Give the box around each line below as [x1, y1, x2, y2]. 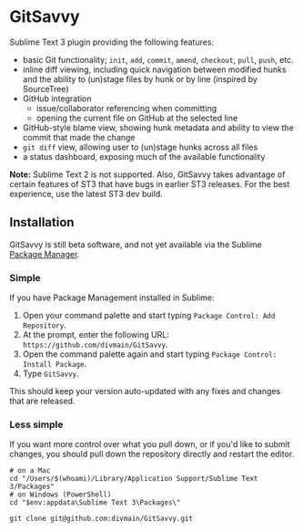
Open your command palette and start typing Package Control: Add [22, 310, 276, 321]
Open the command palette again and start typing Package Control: [22, 349, 278, 360]
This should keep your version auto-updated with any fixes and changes [9, 386, 281, 397]
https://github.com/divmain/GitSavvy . [22, 339, 168, 350]
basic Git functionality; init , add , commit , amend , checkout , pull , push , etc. [22, 54, 294, 65]
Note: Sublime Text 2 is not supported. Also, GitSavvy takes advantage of [9, 169, 286, 180]
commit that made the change [22, 131, 136, 142]
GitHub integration [22, 93, 93, 104]
